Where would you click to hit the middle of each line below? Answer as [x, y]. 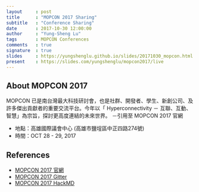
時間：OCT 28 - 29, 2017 [45, 136]
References [28, 155]
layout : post [29, 12]
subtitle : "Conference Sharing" [50, 23]
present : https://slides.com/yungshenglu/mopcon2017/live [85, 61]
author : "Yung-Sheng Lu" [44, 34]
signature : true [29, 51]
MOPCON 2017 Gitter [41, 177]
